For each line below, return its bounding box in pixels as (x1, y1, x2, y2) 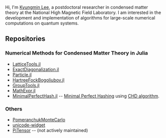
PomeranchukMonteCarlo (12, 116, 66, 122)
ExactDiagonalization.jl (12, 66, 59, 72)
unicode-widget (12, 122, 46, 128)
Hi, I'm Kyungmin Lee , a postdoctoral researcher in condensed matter (5, 4, 149, 10)
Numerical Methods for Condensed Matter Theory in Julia (5, 49, 148, 56)
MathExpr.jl (12, 87, 36, 93)
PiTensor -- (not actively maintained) (12, 127, 88, 133)
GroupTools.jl (12, 82, 40, 88)
